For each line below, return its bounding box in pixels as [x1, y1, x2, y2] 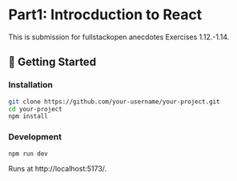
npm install [8, 112, 48, 121]
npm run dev [8, 150, 48, 158]
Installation [8, 79, 54, 90]
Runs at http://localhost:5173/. [8, 164, 107, 174]
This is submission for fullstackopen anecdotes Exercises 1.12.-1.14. [8, 32, 230, 42]
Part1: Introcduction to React [8, 6, 203, 24]
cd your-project [8, 105, 62, 113]
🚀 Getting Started [8, 55, 97, 69]
